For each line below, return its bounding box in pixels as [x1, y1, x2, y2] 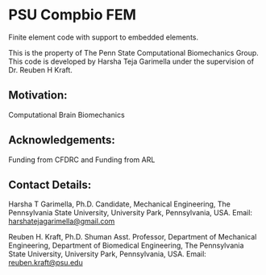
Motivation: [8, 89, 68, 102]
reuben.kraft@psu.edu [8, 258, 83, 268]
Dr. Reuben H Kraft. [8, 65, 73, 74]
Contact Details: [8, 177, 92, 191]
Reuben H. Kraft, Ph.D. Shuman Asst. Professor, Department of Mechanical [8, 232, 257, 242]
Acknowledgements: [8, 133, 115, 147]
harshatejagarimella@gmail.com [8, 216, 115, 227]
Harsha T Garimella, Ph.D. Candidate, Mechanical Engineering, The [8, 199, 231, 209]
